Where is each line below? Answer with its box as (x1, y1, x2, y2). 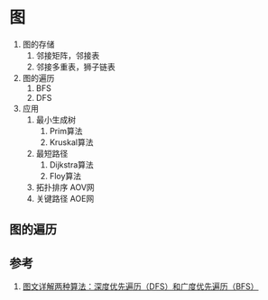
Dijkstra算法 (49, 159, 95, 170)
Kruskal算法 (49, 136, 94, 148)
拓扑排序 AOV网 (35, 181, 95, 193)
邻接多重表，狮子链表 (35, 61, 116, 72)
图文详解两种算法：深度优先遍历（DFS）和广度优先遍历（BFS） (22, 281, 259, 292)
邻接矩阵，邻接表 (35, 50, 100, 60)
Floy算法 (49, 170, 82, 181)
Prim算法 (49, 125, 83, 136)
